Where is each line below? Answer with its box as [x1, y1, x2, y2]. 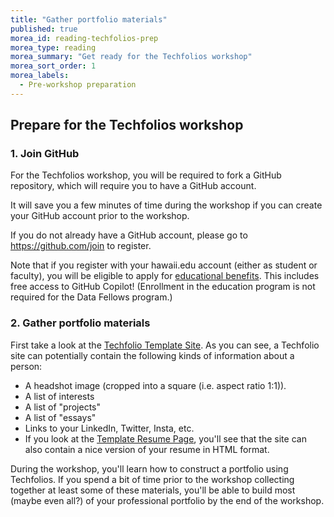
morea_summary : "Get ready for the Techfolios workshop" [10, 52, 253, 62]
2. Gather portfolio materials [10, 316, 151, 330]
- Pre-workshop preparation [19, 80, 137, 90]
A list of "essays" [24, 411, 97, 423]
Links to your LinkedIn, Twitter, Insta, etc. [24, 422, 195, 434]
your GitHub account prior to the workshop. [10, 210, 190, 222]
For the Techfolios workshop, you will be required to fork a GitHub [10, 169, 282, 181]
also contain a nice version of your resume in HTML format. [24, 443, 270, 455]
